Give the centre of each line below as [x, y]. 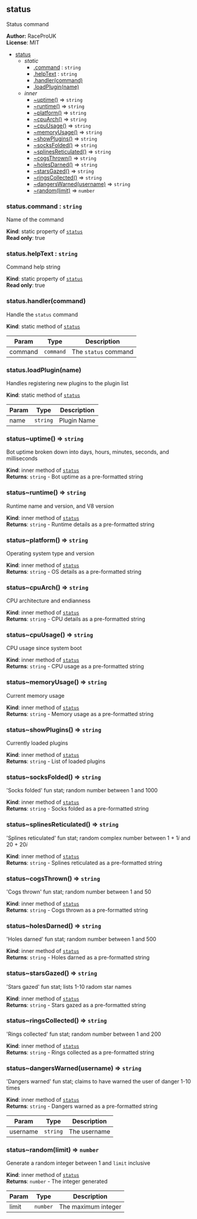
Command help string [33, 267]
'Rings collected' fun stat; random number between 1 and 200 [84, 1034]
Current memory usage [36, 695]
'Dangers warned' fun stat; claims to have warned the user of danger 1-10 [99, 1082]
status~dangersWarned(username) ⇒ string [74, 1068]
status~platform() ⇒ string [47, 540]
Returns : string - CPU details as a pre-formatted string [76, 619]
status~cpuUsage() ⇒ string [50, 635]
